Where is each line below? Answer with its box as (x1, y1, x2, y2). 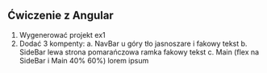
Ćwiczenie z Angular (7, 9, 114, 22)
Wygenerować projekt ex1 (19, 30, 106, 39)
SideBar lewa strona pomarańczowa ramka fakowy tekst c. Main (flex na (19, 47, 260, 57)
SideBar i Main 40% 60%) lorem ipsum (19, 55, 149, 65)
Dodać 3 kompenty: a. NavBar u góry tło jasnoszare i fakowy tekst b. (19, 39, 248, 48)
